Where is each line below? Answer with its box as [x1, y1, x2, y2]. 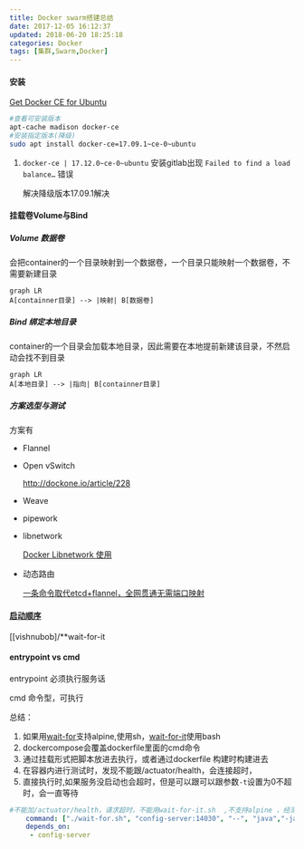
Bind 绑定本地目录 [9, 316, 77, 327]
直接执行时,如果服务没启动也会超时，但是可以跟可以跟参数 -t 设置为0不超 [22, 776, 292, 786]
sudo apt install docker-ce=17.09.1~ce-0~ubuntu [9, 140, 196, 149]
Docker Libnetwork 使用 [22, 549, 112, 560]
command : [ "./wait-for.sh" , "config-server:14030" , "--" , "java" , [25, 814, 281, 823]
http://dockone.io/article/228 [22, 478, 131, 489]
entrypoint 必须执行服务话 [9, 672, 106, 684]
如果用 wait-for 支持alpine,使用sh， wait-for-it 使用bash [22, 730, 222, 741]
